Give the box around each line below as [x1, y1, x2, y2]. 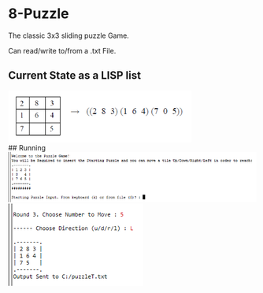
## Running [8, 143, 46, 152]
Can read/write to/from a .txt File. [8, 46, 117, 55]
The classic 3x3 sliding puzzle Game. [8, 31, 130, 40]
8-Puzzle [8, 5, 69, 23]
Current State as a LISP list [8, 69, 142, 83]
